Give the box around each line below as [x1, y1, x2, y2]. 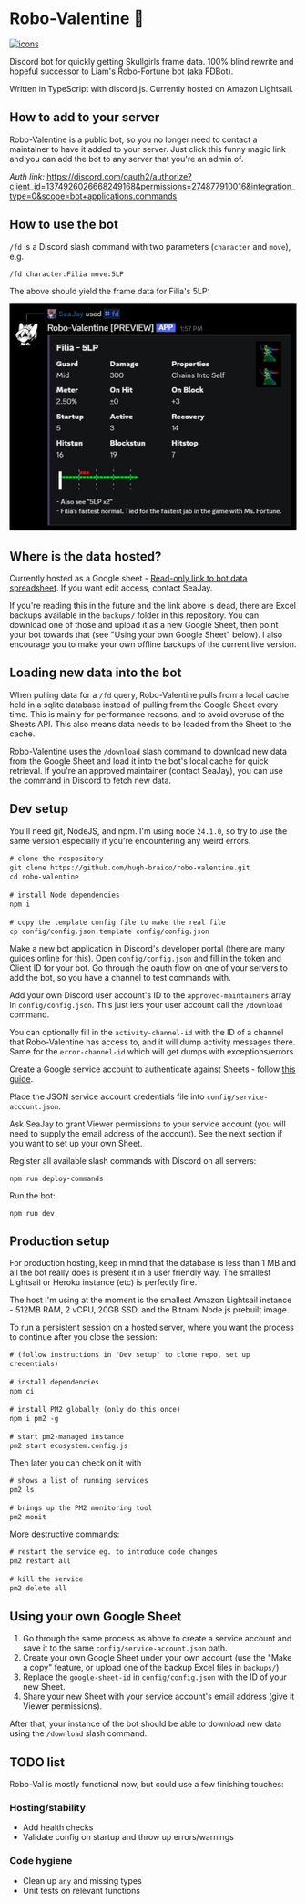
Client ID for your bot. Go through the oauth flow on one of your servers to [9, 962, 289, 973]
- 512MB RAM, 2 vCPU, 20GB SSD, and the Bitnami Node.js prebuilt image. [9, 1304, 290, 1315]
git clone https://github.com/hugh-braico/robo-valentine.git [9, 863, 250, 872]
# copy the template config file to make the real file [9, 918, 226, 927]
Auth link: [9, 170, 46, 181]
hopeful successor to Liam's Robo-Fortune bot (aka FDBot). [9, 66, 234, 77]
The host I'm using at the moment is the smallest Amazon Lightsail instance [9, 1294, 292, 1306]
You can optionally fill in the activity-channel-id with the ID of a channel [9, 1026, 284, 1037]
